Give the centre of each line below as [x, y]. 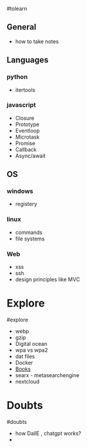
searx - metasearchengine [47, 375]
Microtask [27, 137]
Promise [25, 143]
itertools [25, 90]
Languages [28, 60]
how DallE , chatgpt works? [48, 433]
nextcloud [27, 382]
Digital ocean [31, 344]
